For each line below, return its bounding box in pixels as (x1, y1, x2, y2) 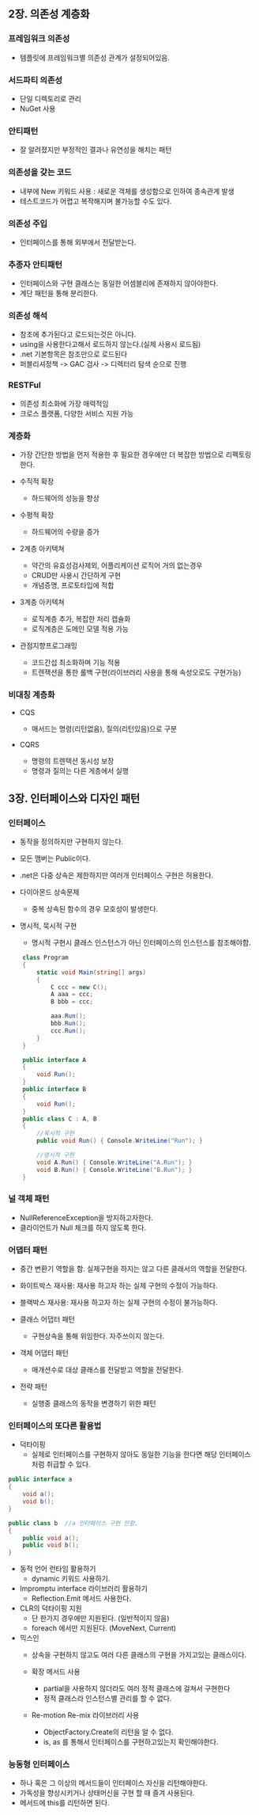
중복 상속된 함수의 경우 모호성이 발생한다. (31, 904, 159, 914)
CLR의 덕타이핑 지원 (19, 1604, 82, 1613)
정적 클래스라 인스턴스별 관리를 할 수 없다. (43, 1694, 172, 1703)
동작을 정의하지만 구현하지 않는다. (19, 837, 124, 847)
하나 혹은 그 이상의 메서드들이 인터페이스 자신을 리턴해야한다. (19, 1779, 208, 1788)
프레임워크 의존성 (8, 33, 70, 44)
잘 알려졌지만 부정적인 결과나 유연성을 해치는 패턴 (19, 145, 172, 154)
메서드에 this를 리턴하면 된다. (19, 1798, 110, 1808)
